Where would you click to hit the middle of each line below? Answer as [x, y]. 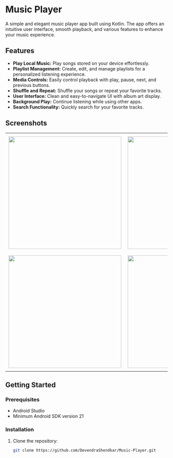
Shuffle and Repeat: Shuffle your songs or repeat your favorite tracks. [87, 91]
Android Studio [29, 411]
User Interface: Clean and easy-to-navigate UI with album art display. [87, 96]
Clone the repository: [35, 441]
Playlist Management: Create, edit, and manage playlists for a [79, 68]
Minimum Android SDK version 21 [48, 416]
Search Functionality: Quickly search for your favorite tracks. [78, 107]
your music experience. [30, 34]
